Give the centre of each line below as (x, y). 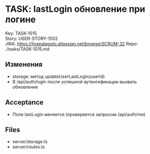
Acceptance (24, 102)
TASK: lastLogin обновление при (75, 9)
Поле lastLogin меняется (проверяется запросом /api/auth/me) (79, 114)
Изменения (24, 64)
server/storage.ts (30, 142)
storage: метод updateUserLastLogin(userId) (58, 76)
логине (21, 19)
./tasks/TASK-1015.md (27, 49)
